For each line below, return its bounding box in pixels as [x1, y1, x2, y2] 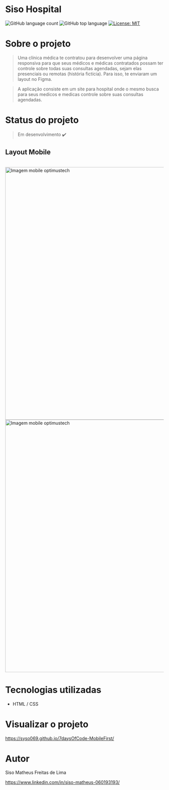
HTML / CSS [12, 701, 39, 707]
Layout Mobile [5, 148, 51, 157]
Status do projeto [5, 115, 79, 126]
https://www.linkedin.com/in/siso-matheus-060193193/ [5, 779, 120, 785]
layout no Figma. [17, 76, 52, 82]
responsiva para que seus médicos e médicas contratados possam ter [17, 60, 163, 66]
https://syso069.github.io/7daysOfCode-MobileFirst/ [5, 735, 114, 741]
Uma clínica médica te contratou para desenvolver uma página [17, 55, 148, 61]
